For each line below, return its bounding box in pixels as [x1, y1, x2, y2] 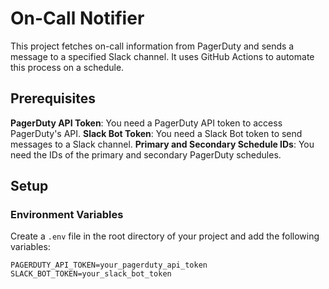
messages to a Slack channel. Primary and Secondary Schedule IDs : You [10, 138, 315, 150]
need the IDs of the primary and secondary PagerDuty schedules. [10, 148, 282, 161]
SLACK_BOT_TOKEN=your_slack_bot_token [10, 269, 172, 279]
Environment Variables [10, 208, 124, 222]
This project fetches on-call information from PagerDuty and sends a [10, 40, 295, 52]
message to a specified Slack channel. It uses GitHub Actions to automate [10, 50, 315, 62]
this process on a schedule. [10, 61, 125, 73]
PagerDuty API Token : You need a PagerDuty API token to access [10, 117, 283, 129]
